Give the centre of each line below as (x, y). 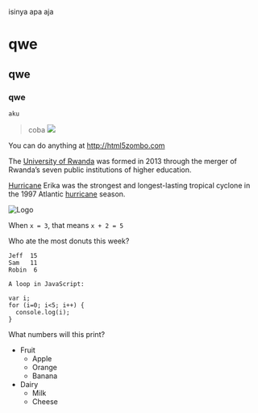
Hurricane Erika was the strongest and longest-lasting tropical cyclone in (129, 185)
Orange (45, 367)
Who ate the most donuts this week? (69, 241)
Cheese (45, 401)
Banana (45, 376)
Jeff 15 (23, 255)
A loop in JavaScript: (46, 284)
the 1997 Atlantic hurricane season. (67, 194)
